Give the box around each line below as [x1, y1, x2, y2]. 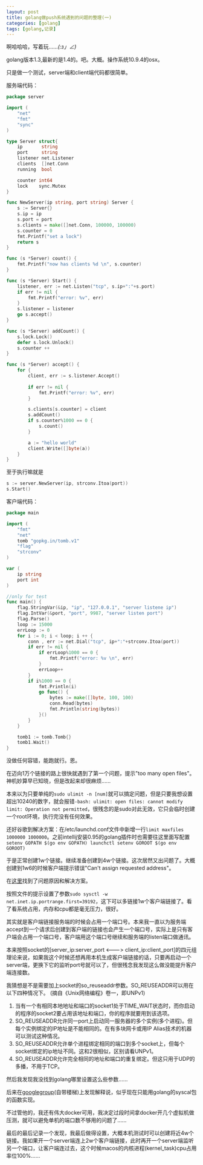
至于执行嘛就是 [6, 468, 43, 476]
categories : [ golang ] [6, 20, 61, 26]
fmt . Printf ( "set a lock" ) [17, 233, 83, 239]
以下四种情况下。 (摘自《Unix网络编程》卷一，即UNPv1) [6, 989, 146, 997]
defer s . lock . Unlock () [17, 339, 74, 345]
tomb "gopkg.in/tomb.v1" [17, 537, 80, 544]
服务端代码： [6, 82, 38, 89]
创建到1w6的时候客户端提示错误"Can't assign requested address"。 [6, 865, 175, 872]
